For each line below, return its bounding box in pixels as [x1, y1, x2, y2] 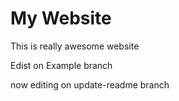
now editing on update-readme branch [10, 78, 170, 91]
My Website [10, 7, 112, 30]
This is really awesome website [10, 40, 140, 52]
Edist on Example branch [10, 59, 113, 71]
